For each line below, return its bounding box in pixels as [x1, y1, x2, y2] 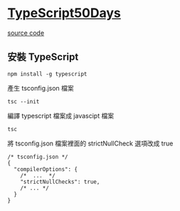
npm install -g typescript [7, 70, 88, 78]
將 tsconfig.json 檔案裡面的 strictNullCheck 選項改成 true [7, 139, 174, 148]
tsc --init [7, 98, 40, 105]
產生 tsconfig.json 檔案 [7, 83, 75, 92]
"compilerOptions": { [14, 165, 78, 173]
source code [7, 29, 45, 37]
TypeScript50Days [7, 5, 121, 21]
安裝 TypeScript [7, 51, 79, 63]
